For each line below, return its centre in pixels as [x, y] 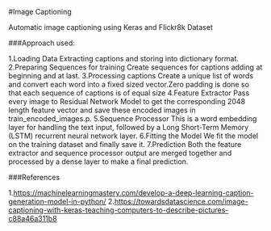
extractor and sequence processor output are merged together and [120, 153]
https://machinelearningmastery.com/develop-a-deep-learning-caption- [133, 193]
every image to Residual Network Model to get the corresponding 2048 [127, 101]
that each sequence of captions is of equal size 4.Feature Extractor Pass [129, 93]
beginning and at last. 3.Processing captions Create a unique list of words [131, 76]
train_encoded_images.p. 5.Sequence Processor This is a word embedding [133, 119]
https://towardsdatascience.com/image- [181, 202]
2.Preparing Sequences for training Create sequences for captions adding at [135, 67]
